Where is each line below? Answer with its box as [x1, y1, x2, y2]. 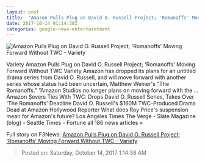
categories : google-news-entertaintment [6, 26, 111, 32]
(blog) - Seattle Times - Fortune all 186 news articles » [6, 119, 143, 127]
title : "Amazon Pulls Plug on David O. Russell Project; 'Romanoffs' [6, 15, 190, 21]
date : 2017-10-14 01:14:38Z [6, 20, 78, 26]
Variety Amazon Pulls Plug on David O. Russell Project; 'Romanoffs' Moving [6, 61, 195, 68]
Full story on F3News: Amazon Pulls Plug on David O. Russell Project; [6, 131, 181, 138]
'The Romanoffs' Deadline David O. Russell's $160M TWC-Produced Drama [6, 100, 196, 107]
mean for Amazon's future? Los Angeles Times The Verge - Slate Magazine [6, 113, 196, 120]
